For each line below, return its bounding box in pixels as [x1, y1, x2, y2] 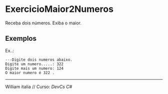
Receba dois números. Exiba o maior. [5, 20, 81, 26]
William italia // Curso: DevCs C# [5, 84, 72, 90]
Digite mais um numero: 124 [5, 66, 64, 71]
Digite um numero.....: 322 [5, 61, 64, 67]
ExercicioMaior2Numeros [5, 3, 114, 15]
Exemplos [5, 34, 36, 43]
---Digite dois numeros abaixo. [5, 57, 72, 62]
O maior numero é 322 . [5, 70, 55, 75]
